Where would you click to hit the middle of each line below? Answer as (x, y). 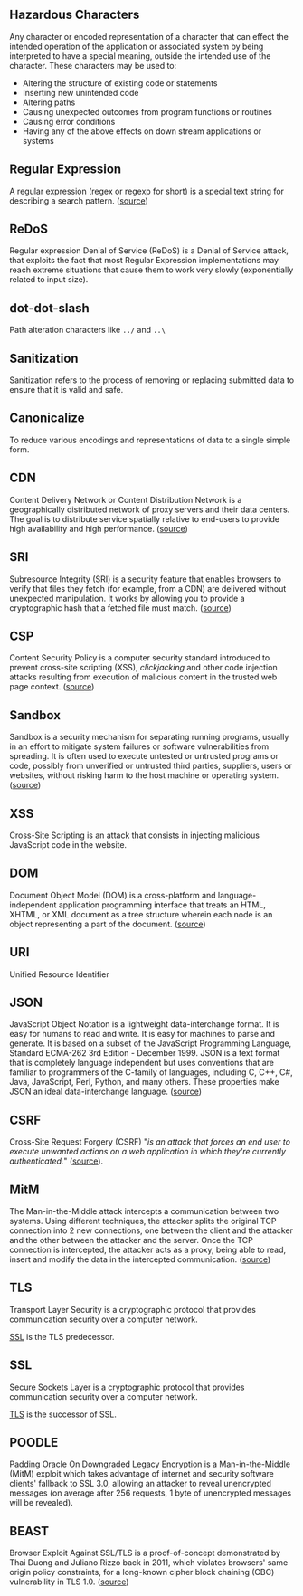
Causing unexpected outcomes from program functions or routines (147, 111)
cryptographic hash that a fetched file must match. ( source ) (121, 608)
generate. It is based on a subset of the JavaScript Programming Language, (151, 1043)
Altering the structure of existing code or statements (120, 83)
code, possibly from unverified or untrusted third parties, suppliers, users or (151, 766)
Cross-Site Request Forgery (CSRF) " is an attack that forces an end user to (150, 1142)
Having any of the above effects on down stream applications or (142, 131)
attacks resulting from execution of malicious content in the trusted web (143, 677)
